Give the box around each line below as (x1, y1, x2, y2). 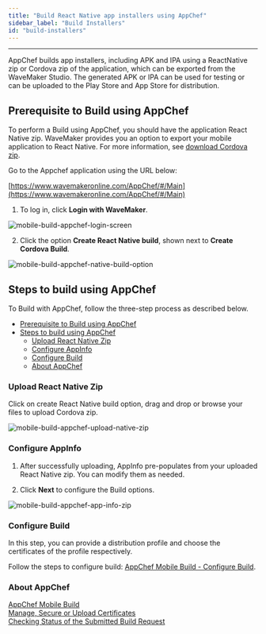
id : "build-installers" (8, 26, 87, 34)
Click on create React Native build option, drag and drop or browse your (8, 399, 243, 409)
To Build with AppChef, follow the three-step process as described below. (8, 303, 249, 313)
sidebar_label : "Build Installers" (8, 19, 126, 27)
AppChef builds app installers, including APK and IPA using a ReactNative (8, 56, 248, 65)
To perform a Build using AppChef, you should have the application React (8, 125, 248, 135)
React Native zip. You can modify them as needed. (19, 470, 185, 479)
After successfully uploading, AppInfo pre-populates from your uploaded (19, 461, 258, 470)
